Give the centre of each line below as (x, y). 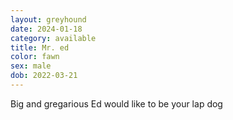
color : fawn (35, 57)
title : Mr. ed (40, 47)
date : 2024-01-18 (46, 29)
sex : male (31, 66)
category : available (53, 38)
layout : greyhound (48, 19)
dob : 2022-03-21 (44, 76)
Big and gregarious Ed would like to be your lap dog (116, 103)
